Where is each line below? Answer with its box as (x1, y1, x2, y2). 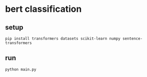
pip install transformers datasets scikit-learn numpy (5, 36, 121, 41)
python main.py (5, 67, 37, 72)
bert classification (5, 3, 82, 15)
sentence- (122, 36, 143, 41)
